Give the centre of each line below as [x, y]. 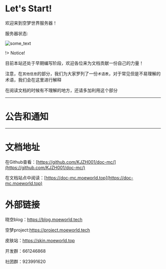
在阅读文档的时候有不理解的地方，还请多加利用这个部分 [61, 90]
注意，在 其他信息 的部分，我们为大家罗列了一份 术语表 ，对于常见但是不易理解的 [83, 73]
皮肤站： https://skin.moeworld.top [40, 240]
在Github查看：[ [21, 162]
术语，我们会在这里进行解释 [33, 80]
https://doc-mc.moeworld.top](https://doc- [89, 178]
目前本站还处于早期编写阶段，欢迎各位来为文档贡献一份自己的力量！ [74, 63]
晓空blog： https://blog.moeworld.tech [44, 219]
